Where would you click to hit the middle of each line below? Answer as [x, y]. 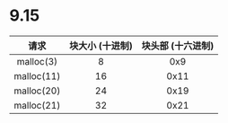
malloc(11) [37, 75]
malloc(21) [37, 105]
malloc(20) [37, 91]
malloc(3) [37, 61]
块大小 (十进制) [101, 46]
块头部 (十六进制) [178, 46]
